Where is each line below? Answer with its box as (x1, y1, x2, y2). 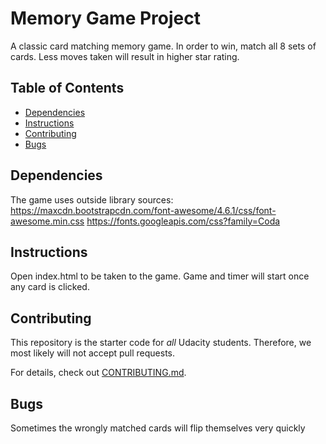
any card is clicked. (10, 281, 90, 293)
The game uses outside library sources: (10, 193, 174, 206)
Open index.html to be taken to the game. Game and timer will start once (10, 270, 310, 282)
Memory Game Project (10, 7, 201, 30)
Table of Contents (10, 80, 125, 97)
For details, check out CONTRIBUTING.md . (10, 367, 187, 379)
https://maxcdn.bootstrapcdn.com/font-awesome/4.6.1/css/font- (10, 204, 277, 216)
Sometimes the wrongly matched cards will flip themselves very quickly (10, 422, 306, 434)
